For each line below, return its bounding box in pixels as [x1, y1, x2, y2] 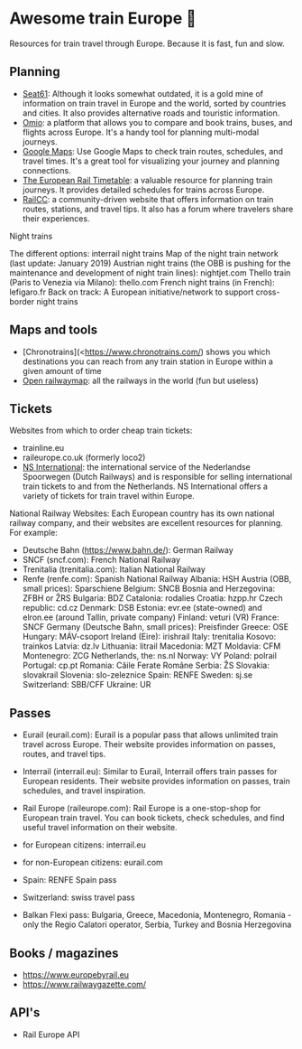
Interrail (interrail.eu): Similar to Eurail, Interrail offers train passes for [22, 766, 278, 777]
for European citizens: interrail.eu [22, 839, 147, 850]
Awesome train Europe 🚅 [9, 8, 197, 29]
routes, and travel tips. [22, 749, 106, 760]
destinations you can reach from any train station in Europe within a [22, 356, 273, 367]
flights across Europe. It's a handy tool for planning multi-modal [22, 126, 260, 137]
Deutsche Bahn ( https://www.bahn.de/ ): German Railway [22, 545, 234, 556]
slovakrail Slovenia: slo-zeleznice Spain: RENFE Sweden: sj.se [22, 670, 253, 680]
